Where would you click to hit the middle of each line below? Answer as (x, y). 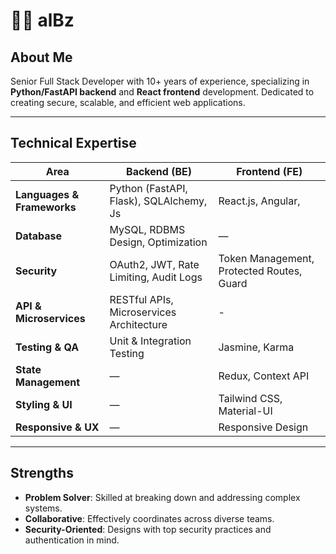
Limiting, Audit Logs (156, 277)
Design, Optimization (158, 242)
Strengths (42, 473)
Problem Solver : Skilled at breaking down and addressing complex (162, 497)
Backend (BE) (159, 171)
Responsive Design (263, 427)
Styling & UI (44, 404)
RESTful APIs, (141, 299)
